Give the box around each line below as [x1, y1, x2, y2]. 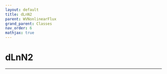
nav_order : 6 [5, 26, 32, 31]
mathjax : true [5, 30, 35, 35]
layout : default [5, 7, 39, 12]
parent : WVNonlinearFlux [5, 16, 57, 21]
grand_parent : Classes [5, 21, 52, 26]
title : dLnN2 [5, 12, 32, 17]
